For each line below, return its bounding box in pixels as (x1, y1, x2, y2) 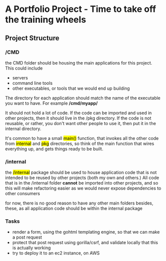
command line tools (12, 80, 53, 86)
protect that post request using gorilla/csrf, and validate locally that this (12, 240, 159, 246)
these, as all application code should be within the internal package (5, 205, 143, 211)
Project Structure (5, 34, 59, 42)
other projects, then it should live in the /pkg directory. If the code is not (5, 115, 152, 121)
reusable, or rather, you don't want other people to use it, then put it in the (5, 120, 156, 126)
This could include (5, 65, 43, 71)
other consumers (5, 191, 41, 196)
